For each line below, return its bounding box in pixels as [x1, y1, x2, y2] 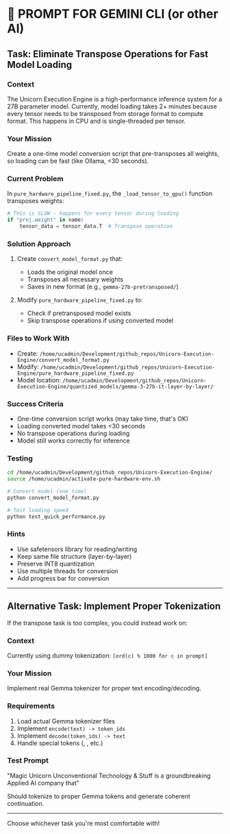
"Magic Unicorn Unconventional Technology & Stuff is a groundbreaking [7, 772, 211, 780]
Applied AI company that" [7, 778, 80, 787]
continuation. [7, 799, 44, 807]
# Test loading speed [7, 507, 69, 513]
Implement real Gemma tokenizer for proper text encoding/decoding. [7, 684, 202, 693]
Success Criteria [7, 399, 64, 408]
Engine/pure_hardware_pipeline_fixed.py [16, 370, 134, 377]
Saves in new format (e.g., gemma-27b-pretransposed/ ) [27, 283, 179, 291]
